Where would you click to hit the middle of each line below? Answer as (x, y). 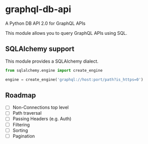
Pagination (24, 136)
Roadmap (21, 95)
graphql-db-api (38, 9)
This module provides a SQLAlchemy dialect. (52, 61)
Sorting (20, 130)
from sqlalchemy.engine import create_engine (54, 70)
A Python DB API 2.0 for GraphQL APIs (45, 23)
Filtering (21, 124)
